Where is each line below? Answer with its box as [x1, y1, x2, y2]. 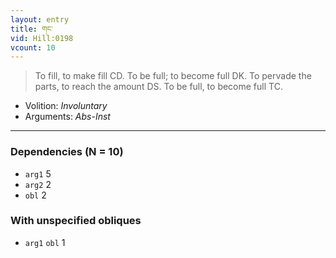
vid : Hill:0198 [10, 33, 74, 43]
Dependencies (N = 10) [10, 145, 124, 159]
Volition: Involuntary [24, 100, 108, 112]
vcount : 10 [10, 42, 56, 53]
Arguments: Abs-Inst [24, 111, 111, 123]
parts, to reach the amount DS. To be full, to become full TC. [34, 81, 283, 93]
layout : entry [10, 14, 70, 25]
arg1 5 [24, 167, 52, 180]
